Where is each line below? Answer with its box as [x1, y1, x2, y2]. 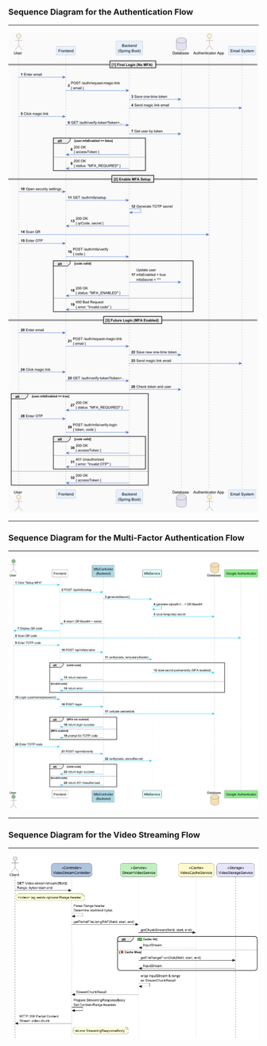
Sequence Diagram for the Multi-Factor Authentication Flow [8, 532, 245, 543]
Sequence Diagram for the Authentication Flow [8, 6, 194, 18]
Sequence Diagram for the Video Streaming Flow [8, 829, 201, 840]
